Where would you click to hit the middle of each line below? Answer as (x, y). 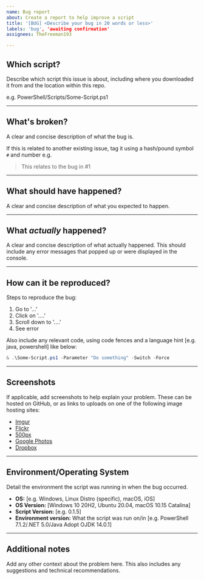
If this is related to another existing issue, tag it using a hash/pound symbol (100, 148)
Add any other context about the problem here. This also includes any (93, 564)
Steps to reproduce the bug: (42, 297)
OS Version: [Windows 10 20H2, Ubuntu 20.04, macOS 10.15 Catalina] (103, 505)
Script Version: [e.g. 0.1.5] (48, 511)
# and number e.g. (29, 155)
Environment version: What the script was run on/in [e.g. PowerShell (102, 518)
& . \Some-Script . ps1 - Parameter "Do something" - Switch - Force (88, 358)
